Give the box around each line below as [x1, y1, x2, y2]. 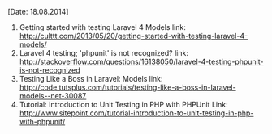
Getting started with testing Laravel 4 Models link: [19, 23, 186, 31]
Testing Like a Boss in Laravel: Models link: [19, 74, 163, 83]
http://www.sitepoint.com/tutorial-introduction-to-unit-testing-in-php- [19, 108, 254, 118]
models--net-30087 [19, 91, 87, 100]
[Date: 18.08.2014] [7, 7, 69, 16]
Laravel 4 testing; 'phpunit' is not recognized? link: [19, 48, 188, 57]
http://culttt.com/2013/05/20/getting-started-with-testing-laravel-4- [19, 31, 248, 40]
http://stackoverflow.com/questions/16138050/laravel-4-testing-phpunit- [19, 57, 264, 66]
